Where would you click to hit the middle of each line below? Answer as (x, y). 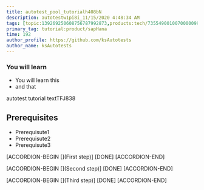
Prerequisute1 (32, 132)
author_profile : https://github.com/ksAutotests (69, 40)
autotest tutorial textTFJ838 (41, 98)
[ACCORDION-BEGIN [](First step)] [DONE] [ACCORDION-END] (86, 157)
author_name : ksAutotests (39, 46)
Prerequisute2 (33, 138)
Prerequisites (32, 117)
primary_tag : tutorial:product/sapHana (57, 29)
